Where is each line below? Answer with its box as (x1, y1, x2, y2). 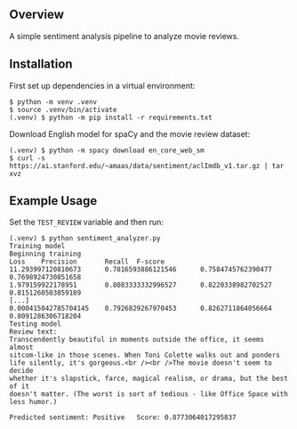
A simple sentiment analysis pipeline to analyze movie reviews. (9, 30, 240, 41)
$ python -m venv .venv (9, 97, 98, 106)
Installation (9, 57, 73, 72)
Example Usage (9, 193, 98, 208)
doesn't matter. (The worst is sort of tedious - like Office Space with (9, 390, 289, 399)
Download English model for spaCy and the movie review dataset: (9, 128, 251, 139)
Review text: (9, 328, 58, 336)
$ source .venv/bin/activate (9, 105, 117, 114)
